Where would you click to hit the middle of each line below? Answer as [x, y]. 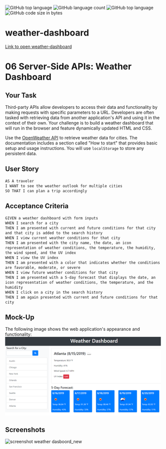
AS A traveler [20, 181]
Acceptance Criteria [37, 206]
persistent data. [21, 153]
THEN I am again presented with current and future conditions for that [82, 297]
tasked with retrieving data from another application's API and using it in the [82, 117]
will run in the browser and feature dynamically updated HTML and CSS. [79, 128]
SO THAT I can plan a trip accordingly [46, 191]
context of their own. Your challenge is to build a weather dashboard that [79, 123]
